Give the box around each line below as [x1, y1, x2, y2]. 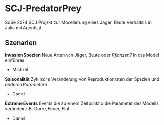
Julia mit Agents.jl [5, 24, 41, 30]
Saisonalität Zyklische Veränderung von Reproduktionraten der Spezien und [5, 76, 160, 82]
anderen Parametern [5, 81, 47, 87]
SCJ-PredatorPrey [5, 3, 82, 14]
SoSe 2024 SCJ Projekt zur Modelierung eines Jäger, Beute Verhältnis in [5, 19, 152, 25]
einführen [5, 57, 25, 63]
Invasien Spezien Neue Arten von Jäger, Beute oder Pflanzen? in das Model [5, 52, 159, 58]
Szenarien [5, 39, 37, 47]
